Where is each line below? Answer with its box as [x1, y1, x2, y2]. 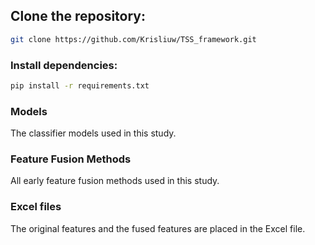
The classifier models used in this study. [10, 127, 177, 139]
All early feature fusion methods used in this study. [10, 175, 220, 187]
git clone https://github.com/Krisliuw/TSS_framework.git [10, 34, 257, 44]
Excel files [10, 200, 62, 214]
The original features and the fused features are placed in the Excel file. [10, 222, 306, 234]
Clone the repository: [10, 8, 146, 25]
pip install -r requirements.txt [10, 80, 150, 91]
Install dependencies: [10, 58, 118, 72]
